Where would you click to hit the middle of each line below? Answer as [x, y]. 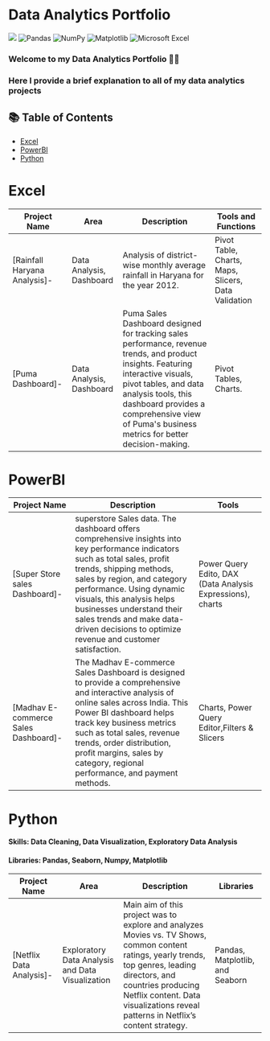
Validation [233, 300]
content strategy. [155, 1026]
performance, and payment [127, 773]
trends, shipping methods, [125, 569]
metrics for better [155, 434]
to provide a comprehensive [128, 683]
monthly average [174, 265]
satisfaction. [98, 649]
